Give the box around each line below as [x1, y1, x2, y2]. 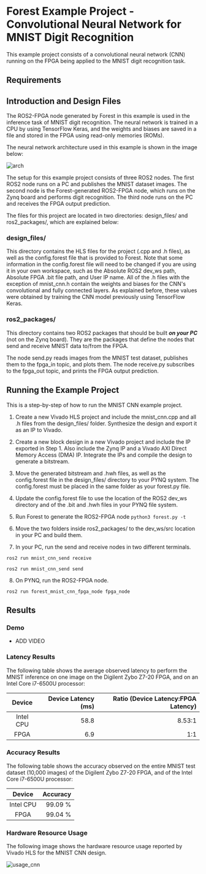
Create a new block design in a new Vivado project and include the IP [15, 438, 191, 446]
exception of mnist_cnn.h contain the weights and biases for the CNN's [6, 280, 186, 288]
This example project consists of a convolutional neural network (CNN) [6, 50, 186, 58]
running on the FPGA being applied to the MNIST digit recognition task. [6, 57, 186, 64]
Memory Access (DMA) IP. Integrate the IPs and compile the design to [15, 451, 193, 458]
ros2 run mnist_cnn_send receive [6, 555, 92, 561]
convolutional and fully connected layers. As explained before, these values [6, 287, 197, 294]
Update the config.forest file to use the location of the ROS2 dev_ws [15, 494, 187, 501]
